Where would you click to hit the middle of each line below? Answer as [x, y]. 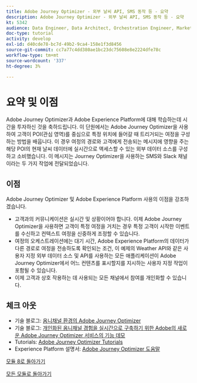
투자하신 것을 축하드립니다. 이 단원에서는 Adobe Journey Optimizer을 [97, 127]
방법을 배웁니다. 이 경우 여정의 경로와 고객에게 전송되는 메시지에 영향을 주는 [103, 142]
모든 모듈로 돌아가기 [29, 374]
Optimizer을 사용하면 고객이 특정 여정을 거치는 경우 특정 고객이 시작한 [94, 226]
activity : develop [28, 39]
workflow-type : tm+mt [33, 55]
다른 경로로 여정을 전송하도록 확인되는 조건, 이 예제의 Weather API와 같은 [98, 248]
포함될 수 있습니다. [36, 270]
